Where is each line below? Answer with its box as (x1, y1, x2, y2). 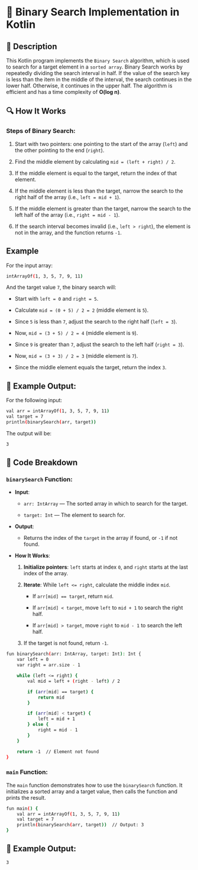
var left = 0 (17, 657, 49, 663)
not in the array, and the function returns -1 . (14, 229, 122, 236)
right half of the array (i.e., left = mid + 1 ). (14, 193, 121, 200)
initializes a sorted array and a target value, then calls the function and (6, 788, 177, 795)
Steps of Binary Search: (6, 127, 76, 135)
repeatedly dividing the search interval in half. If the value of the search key (6, 70, 190, 76)
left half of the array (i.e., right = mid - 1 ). (14, 211, 120, 218)
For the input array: (6, 262, 53, 269)
